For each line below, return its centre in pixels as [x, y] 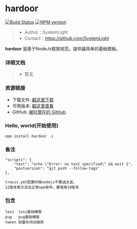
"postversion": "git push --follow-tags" [57, 169]
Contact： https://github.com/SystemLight [67, 38]
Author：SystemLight [46, 32]
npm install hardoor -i [29, 136]
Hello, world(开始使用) [32, 126]
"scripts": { [18, 160]
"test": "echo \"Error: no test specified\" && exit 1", [73, 164]
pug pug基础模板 [22, 217]
